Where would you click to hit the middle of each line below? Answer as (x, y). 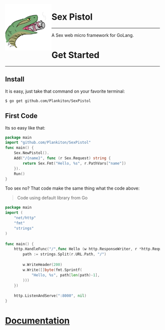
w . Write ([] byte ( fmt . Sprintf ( (53, 270)
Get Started (75, 55)
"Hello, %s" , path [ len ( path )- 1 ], (65, 275)
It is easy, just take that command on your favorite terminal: (65, 91)
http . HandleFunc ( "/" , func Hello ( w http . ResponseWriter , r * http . (83, 249)
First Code (21, 116)
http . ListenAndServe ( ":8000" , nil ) (50, 296)
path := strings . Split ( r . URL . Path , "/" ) (65, 254)
